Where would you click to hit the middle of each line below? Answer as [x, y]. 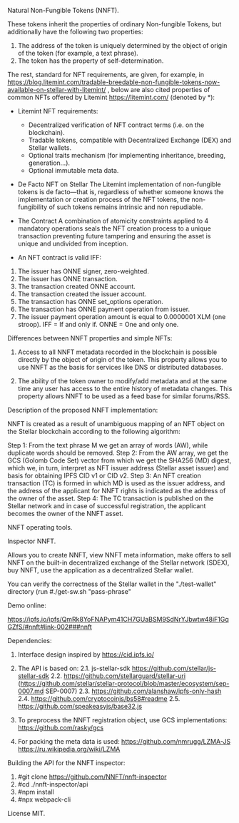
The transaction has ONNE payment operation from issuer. [104, 309]
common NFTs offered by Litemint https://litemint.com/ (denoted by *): [111, 97]
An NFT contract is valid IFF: [60, 257]
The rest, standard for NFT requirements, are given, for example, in [106, 75]
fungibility [32, 207]
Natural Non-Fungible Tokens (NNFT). [63, 10]
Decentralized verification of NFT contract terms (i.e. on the [116, 125]
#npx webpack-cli [44, 799]
